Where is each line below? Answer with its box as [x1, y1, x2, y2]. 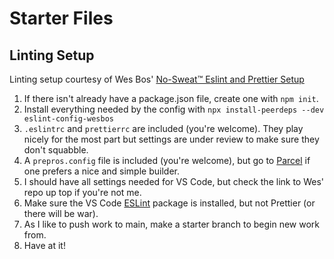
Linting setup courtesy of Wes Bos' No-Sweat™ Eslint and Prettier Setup [9, 73, 305, 85]
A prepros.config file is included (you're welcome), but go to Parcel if [23, 155, 311, 166]
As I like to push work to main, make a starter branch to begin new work [23, 218, 321, 230]
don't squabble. [23, 144, 89, 156]
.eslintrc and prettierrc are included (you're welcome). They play [23, 123, 304, 134]
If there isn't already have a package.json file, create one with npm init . [23, 93, 319, 104]
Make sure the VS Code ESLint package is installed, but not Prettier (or [23, 197, 316, 209]
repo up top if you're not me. [23, 187, 142, 198]
